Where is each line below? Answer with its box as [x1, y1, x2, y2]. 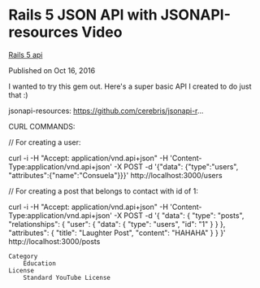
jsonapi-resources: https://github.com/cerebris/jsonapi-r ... [8, 106, 204, 116]
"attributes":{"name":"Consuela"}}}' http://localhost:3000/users [8, 170, 223, 180]
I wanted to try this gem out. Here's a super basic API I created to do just [8, 81, 252, 91]
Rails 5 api [8, 50, 43, 59]
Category [8, 252, 38, 260]
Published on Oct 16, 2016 [8, 65, 96, 75]
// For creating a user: [8, 137, 81, 147]
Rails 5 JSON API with [8, 6, 158, 24]
